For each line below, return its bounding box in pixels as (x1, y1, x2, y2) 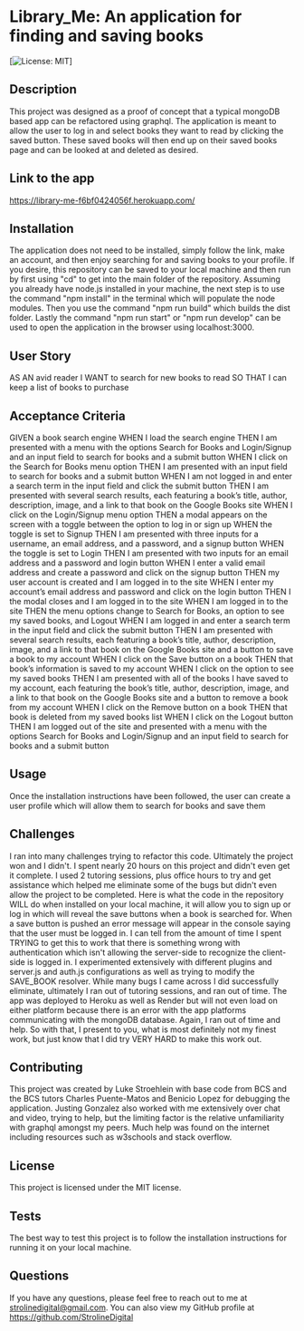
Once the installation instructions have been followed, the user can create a (9, 790, 291, 801)
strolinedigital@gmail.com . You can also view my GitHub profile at (9, 1302, 255, 1313)
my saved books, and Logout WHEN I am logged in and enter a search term (9, 615, 291, 626)
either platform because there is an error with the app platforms (9, 1004, 247, 1016)
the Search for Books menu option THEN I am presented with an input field (9, 461, 288, 472)
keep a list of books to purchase (9, 382, 129, 393)
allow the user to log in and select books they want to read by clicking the (9, 125, 284, 136)
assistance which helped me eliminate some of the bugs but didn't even (9, 879, 278, 890)
